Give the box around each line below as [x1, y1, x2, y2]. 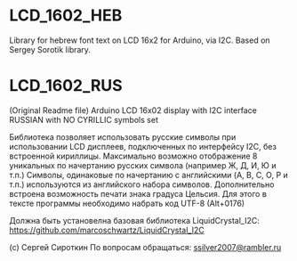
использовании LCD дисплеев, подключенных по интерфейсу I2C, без [9, 141, 277, 151]
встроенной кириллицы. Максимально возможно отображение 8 [9, 151, 258, 161]
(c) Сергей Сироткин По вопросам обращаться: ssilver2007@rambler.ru [9, 241, 282, 252]
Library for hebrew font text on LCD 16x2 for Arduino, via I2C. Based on [9, 35, 270, 45]
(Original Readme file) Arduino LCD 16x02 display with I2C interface [9, 104, 258, 116]
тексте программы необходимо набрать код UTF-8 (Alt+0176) [9, 198, 245, 208]
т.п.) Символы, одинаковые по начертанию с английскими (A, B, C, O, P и [9, 169, 289, 180]
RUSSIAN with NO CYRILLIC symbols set [9, 114, 158, 125]
